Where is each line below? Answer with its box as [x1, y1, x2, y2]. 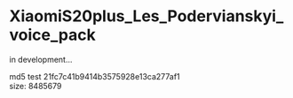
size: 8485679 [9, 80, 62, 91]
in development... [9, 54, 73, 64]
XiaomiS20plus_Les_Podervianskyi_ [9, 6, 284, 26]
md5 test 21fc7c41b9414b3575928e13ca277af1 [9, 71, 180, 81]
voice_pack [9, 25, 96, 45]
